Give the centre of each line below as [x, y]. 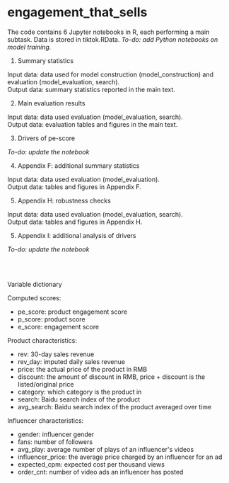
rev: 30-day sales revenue [56, 354]
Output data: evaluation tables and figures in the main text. [93, 124]
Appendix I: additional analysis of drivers [77, 235]
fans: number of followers [55, 442]
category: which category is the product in [80, 392]
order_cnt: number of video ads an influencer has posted [100, 472]
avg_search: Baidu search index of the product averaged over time [114, 407]
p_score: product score [52, 319]
